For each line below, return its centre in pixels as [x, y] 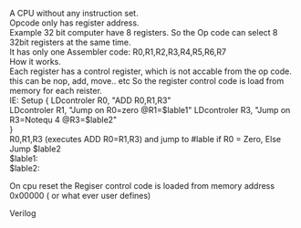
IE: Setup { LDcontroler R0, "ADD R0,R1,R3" [90, 100]
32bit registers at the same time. [70, 42]
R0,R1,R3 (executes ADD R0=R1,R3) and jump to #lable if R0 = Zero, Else [145, 139]
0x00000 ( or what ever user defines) [80, 196]
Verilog [23, 213]
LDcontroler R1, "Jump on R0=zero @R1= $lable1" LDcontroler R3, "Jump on [150, 110]
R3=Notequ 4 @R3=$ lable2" [63, 119]
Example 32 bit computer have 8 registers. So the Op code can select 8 [144, 32]
